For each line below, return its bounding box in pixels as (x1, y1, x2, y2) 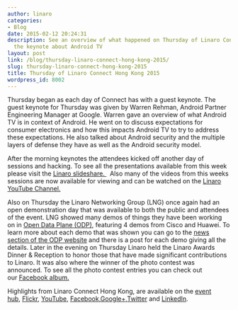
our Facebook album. (7, 273, 69, 282)
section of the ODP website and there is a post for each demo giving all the (7, 236, 227, 244)
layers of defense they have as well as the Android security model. (7, 141, 202, 149)
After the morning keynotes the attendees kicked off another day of (7, 154, 204, 163)
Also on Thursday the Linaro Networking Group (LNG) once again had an (7, 198, 220, 207)
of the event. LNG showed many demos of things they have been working (7, 213, 222, 222)
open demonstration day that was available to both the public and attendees (7, 206, 229, 214)
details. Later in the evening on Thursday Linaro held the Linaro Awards (7, 243, 215, 252)
